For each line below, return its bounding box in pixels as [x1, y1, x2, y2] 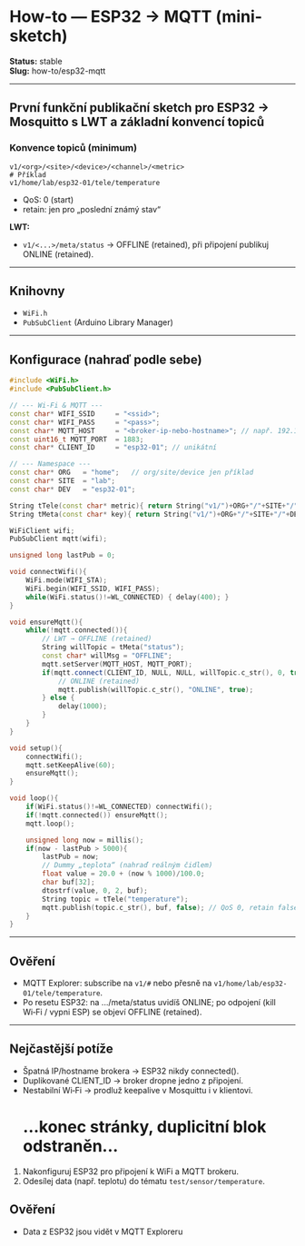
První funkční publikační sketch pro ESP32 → [9, 100, 270, 115]
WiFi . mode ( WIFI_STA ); [25, 576, 107, 585]
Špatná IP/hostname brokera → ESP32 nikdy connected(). [22, 1065, 240, 1076]
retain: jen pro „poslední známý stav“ [22, 203, 162, 214]
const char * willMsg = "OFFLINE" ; [42, 651, 172, 660]
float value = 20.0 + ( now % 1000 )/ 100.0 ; [42, 869, 205, 878]
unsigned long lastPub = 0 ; [9, 551, 116, 560]
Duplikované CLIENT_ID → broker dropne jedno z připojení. [22, 1074, 243, 1086]
